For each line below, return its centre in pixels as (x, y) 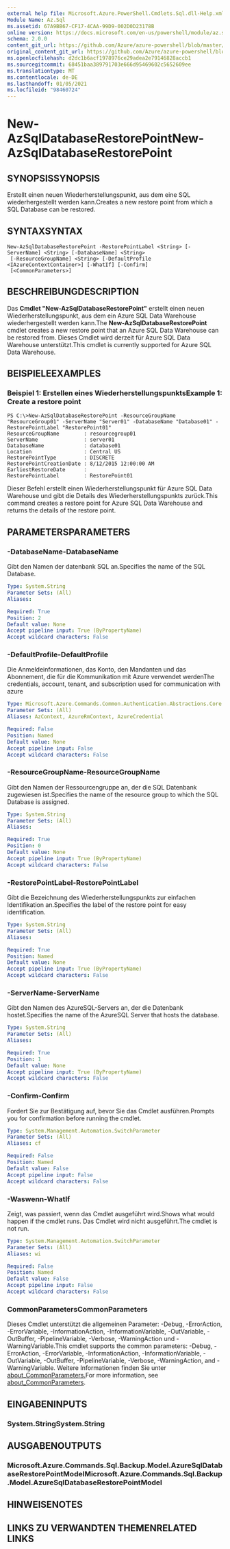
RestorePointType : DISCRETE (61, 458)
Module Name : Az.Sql (37, 20)
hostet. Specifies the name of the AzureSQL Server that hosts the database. (113, 1015)
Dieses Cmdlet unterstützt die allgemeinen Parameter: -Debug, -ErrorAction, (115, 1324)
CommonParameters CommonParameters (78, 1309)
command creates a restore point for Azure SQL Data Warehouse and (105, 503)
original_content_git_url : (46, 52)
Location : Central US (64, 452)
